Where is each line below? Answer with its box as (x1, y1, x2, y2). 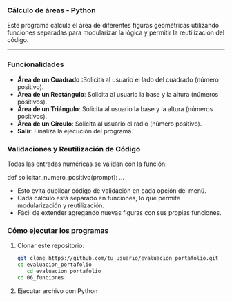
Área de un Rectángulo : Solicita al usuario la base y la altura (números (17, 90, 219, 98)
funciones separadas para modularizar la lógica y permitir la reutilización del (7, 28, 225, 37)
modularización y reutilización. (17, 201, 105, 209)
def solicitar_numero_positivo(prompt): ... (7, 173, 125, 181)
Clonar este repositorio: (17, 241, 85, 250)
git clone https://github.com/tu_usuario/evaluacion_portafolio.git (17, 255, 219, 262)
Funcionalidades (7, 59, 64, 69)
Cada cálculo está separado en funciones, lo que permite (17, 194, 181, 202)
